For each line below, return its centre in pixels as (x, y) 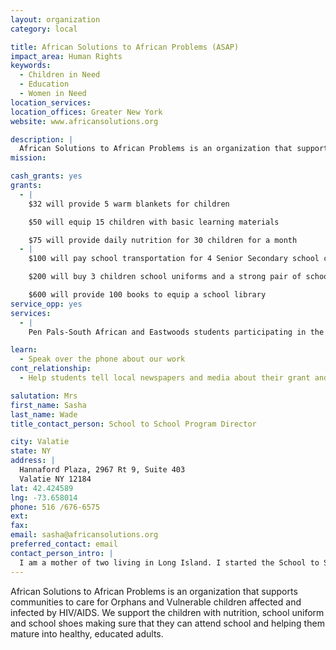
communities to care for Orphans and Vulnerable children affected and (156, 602)
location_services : (51, 102)
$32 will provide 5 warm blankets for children (129, 204)
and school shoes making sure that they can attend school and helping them (167, 623)
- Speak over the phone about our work (102, 359)
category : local (44, 29)
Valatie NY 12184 (55, 479)
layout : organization (55, 19)
